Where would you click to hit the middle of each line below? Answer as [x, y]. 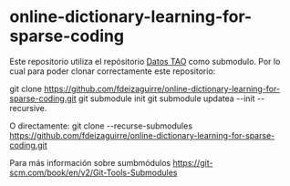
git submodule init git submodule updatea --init [166, 98]
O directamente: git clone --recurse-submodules [101, 126]
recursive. [28, 108]
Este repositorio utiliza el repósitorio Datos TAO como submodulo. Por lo [145, 61]
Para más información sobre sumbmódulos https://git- [111, 162]
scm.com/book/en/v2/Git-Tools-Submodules [93, 172]
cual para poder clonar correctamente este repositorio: [113, 71]
